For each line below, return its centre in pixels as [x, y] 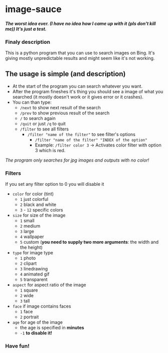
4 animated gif [35, 274]
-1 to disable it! [36, 333]
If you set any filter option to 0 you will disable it [55, 184]
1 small [27, 221]
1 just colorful [34, 199]
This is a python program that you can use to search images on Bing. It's [80, 53]
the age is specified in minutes [52, 328]
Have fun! [17, 346]
